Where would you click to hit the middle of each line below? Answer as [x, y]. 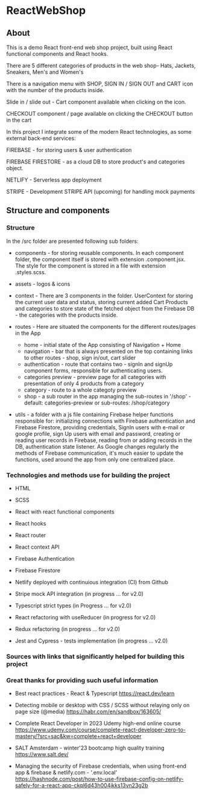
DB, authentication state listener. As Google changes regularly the [97, 446]
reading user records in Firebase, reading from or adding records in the [103, 440]
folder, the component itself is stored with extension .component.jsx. [100, 259]
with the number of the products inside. [55, 90]
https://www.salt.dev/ [42, 754]
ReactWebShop [46, 11]
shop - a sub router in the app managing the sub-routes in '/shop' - [107, 396]
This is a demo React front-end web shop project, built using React [90, 47]
